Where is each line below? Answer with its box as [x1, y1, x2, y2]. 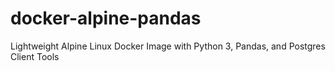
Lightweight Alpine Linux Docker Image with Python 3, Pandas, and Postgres [10, 40, 326, 52]
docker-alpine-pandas [10, 7, 202, 30]
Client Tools [10, 50, 60, 62]
